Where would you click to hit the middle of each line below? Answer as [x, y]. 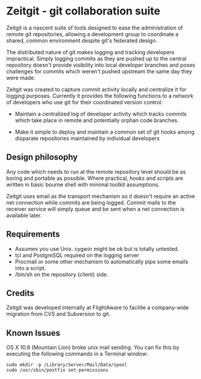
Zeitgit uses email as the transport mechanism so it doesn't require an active [101, 196]
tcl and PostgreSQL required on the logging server [77, 255]
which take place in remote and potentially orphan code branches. [97, 120]
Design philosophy [42, 157]
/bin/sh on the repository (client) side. [61, 274]
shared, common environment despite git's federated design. [82, 40]
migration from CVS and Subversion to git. [58, 314]
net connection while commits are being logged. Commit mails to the [91, 202]
